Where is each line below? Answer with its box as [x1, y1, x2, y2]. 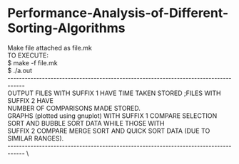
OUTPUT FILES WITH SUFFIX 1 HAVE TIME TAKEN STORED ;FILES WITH [7, 89, 221, 97]
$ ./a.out [7, 66, 33, 75]
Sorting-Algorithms [7, 20, 126, 36]
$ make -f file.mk [7, 58, 59, 67]
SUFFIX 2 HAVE [7, 96, 54, 104]
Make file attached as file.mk [7, 43, 93, 52]
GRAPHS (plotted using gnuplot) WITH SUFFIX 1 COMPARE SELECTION [7, 111, 218, 120]
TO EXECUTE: [7, 51, 49, 60]
